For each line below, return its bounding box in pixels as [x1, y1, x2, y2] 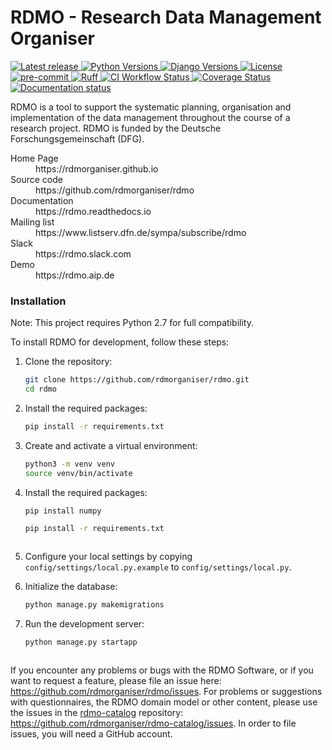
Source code [10, 173, 63, 185]
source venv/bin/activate [24, 468, 133, 478]
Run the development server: [24, 618, 145, 630]
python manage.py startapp [24, 637, 138, 648]
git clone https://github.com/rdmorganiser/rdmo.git [24, 375, 250, 385]
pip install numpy [24, 506, 102, 516]
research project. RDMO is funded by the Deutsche [10, 122, 222, 134]
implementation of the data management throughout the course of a [10, 111, 291, 123]
